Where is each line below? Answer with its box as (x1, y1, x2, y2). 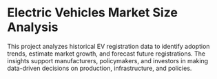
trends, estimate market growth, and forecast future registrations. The (7, 49, 206, 58)
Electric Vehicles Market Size (7, 5, 178, 21)
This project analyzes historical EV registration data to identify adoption (7, 42, 210, 50)
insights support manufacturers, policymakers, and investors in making (7, 56, 209, 65)
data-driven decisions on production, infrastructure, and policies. (7, 64, 192, 72)
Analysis (7, 19, 59, 35)
